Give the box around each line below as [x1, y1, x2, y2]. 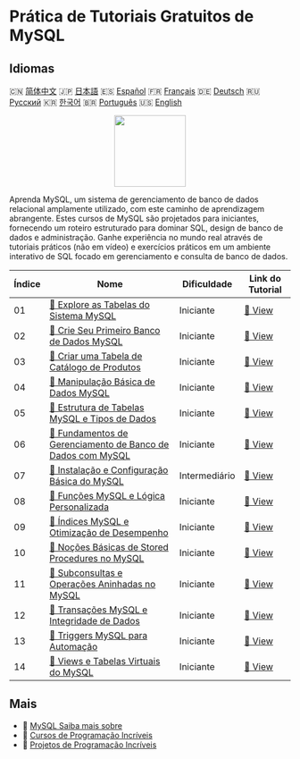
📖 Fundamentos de [48, 427, 129, 439]
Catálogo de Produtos [48, 361, 141, 373]
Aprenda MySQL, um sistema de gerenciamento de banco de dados [9, 194, 259, 205]
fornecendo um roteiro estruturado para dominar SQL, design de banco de [9, 223, 284, 233]
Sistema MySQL [48, 310, 117, 322]
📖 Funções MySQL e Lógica [48, 490, 165, 502]
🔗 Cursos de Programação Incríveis [21, 729, 154, 740]
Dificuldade [181, 278, 233, 290]
